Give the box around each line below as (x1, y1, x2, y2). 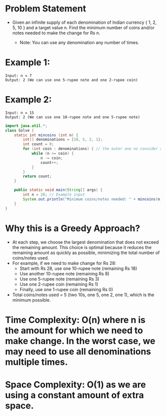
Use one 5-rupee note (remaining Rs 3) (19, 276, 100, 282)
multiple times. (5, 356, 68, 367)
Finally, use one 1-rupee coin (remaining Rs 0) (19, 286, 114, 292)
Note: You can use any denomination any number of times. (19, 39, 139, 45)
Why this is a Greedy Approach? (5, 222, 140, 234)
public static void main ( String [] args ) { (14, 188, 103, 193)
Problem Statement (5, 3, 86, 14)
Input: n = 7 (5, 73, 32, 78)
